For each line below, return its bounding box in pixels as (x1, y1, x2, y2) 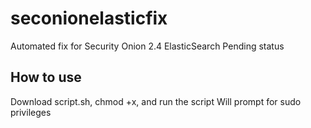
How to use (10, 69, 82, 86)
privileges (10, 106, 52, 118)
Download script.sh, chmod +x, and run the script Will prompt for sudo (10, 95, 302, 107)
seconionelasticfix (10, 7, 168, 30)
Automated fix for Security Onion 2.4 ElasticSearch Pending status (10, 40, 285, 52)
